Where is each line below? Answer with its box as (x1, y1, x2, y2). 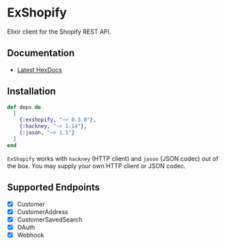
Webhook (16, 231, 44, 239)
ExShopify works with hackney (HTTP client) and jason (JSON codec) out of (7, 154, 219, 163)
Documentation (7, 47, 75, 59)
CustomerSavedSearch (16, 215, 83, 224)
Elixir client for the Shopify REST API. (7, 27, 111, 36)
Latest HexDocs (16, 65, 62, 73)
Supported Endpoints (7, 182, 101, 194)
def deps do (7, 104, 41, 110)
